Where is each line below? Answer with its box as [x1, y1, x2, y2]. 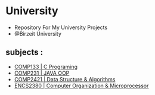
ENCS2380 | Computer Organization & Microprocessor [14, 82, 149, 89]
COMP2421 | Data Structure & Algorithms [14, 75, 116, 83]
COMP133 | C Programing [14, 63, 78, 70]
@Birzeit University [14, 30, 62, 37]
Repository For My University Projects [14, 24, 108, 31]
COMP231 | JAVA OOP [14, 69, 70, 77]
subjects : [5, 47, 43, 58]
